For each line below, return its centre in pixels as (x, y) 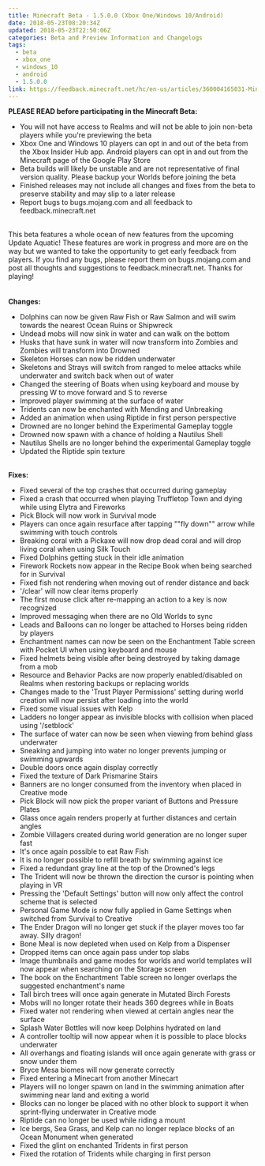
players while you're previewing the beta (86, 135)
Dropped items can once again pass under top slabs (105, 953)
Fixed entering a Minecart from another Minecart (99, 1078)
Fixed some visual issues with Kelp (76, 709)
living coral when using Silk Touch (75, 549)
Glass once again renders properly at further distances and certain (128, 818)
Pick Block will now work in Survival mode (88, 515)
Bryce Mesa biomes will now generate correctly (97, 1070)
